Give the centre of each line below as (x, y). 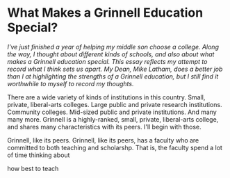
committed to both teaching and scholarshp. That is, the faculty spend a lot (115, 147)
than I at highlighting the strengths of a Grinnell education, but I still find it (113, 76)
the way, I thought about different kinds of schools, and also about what (111, 54)
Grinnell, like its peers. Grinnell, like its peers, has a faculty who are (103, 140)
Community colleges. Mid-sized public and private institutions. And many (112, 112)
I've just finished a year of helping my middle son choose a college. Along (113, 47)
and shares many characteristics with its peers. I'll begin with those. (104, 127)
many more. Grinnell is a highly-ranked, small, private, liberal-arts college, (113, 119)
